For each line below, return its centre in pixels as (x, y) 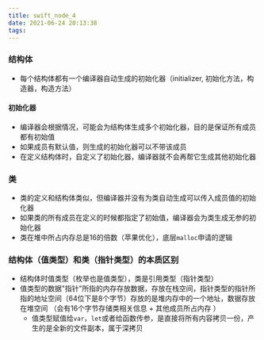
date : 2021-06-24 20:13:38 (53, 23)
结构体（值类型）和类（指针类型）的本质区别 (94, 260)
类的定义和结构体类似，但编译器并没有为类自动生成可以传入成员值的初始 (138, 198)
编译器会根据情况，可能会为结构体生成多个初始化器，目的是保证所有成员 (138, 127)
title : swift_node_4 (42, 15)
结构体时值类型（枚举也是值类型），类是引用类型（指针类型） (119, 279)
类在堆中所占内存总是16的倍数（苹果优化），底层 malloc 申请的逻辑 (126, 238)
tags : (17, 30)
